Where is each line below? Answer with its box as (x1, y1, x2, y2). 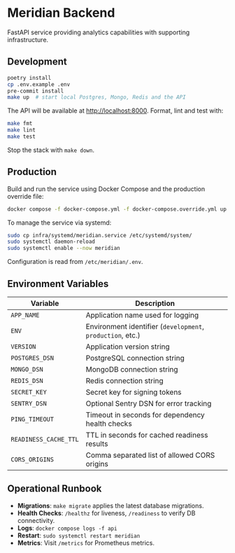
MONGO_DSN (10, 365, 43, 373)
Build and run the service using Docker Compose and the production (7, 184, 206, 193)
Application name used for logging (85, 310, 199, 320)
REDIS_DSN (10, 377, 43, 384)
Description (135, 299, 175, 308)
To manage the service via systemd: (7, 218, 112, 227)
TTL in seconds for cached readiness (85, 430, 208, 440)
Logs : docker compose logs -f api (17, 524, 117, 532)
